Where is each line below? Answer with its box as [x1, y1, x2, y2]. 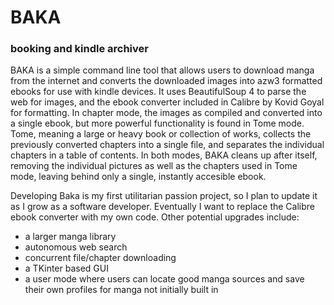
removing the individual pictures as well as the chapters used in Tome [10, 160, 298, 172]
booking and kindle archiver [10, 42, 149, 56]
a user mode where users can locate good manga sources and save [24, 273, 305, 285]
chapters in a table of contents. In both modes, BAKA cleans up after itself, [10, 149, 318, 161]
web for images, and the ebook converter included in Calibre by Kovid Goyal [10, 96, 325, 108]
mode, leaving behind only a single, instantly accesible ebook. [10, 171, 267, 183]
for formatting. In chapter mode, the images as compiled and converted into [10, 107, 323, 119]
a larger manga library [24, 231, 117, 243]
